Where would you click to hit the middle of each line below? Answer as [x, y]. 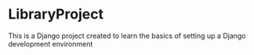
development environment [51, 43]
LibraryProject [56, 14]
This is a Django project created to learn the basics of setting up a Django [127, 36]
